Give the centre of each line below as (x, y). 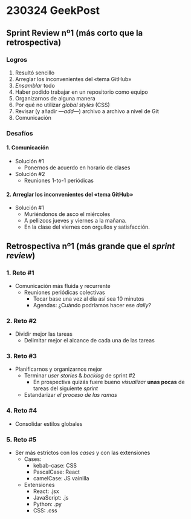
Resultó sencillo (35, 73)
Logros (17, 59)
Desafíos (20, 133)
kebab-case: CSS (55, 466)
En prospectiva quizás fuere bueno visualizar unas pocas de (109, 382)
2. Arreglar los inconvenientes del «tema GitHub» (70, 194)
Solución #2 (30, 174)
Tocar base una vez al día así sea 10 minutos (89, 299)
